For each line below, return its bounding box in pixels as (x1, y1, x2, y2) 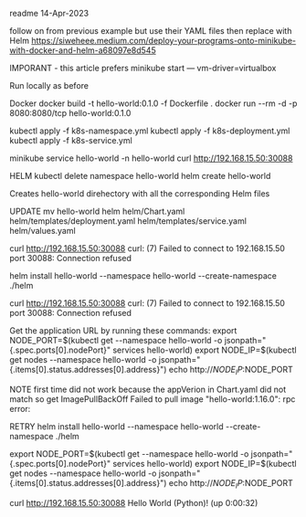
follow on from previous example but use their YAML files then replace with (9, 26, 292, 36)
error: (9, 403, 31, 414)
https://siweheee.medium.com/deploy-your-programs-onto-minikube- (31, 36, 297, 46)
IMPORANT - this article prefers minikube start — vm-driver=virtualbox (9, 63, 277, 73)
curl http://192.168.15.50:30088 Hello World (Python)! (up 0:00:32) (9, 497, 259, 508)
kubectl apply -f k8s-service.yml (9, 135, 132, 145)
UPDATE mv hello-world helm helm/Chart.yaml (9, 206, 185, 216)
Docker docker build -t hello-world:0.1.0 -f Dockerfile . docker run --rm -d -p (9, 98, 298, 109)
